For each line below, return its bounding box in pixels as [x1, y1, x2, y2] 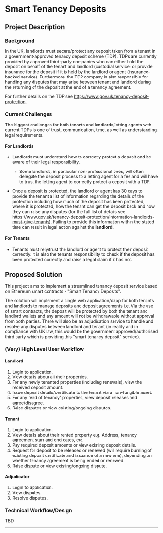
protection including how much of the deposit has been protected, [12, 199, 145, 204]
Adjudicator [5, 474, 30, 480]
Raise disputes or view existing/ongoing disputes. [12, 405, 112, 410]
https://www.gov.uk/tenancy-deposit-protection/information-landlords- [12, 214, 155, 220]
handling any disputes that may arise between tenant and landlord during [5, 79, 151, 85]
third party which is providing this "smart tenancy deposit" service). [5, 334, 141, 340]
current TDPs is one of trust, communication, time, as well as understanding [5, 127, 157, 133]
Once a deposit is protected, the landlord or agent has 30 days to [12, 188, 143, 194]
